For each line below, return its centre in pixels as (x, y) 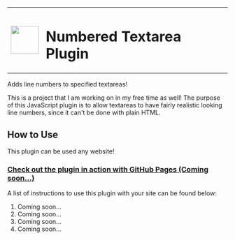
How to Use (33, 134)
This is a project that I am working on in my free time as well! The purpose (114, 98)
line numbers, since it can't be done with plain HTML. (84, 113)
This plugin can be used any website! (61, 151)
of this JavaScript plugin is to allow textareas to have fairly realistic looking (115, 105)
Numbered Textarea (114, 36)
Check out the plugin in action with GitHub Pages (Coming (108, 169)
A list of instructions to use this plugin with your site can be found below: (112, 193)
